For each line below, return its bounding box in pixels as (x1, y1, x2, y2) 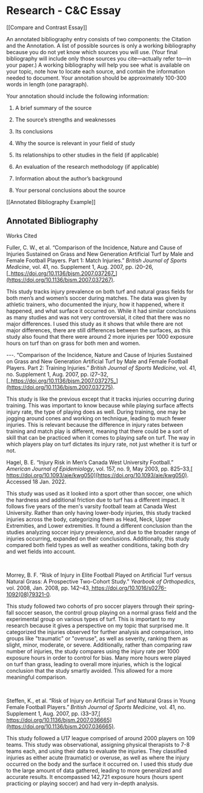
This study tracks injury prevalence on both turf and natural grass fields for (6, 288, 194, 295)
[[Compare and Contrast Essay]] (6, 24, 87, 31)
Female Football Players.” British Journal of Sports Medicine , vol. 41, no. (6, 703, 186, 710)
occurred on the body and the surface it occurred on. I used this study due (6, 760, 193, 767)
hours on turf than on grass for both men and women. (6, 339, 141, 347)
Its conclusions (15, 128, 53, 135)
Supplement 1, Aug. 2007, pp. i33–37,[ (6, 710, 101, 717)
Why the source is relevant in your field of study (15, 139, 135, 146)
